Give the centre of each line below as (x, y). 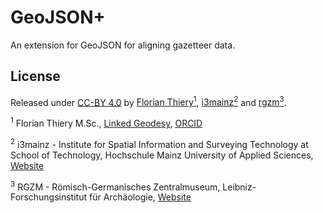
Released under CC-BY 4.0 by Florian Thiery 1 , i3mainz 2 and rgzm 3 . (148, 101)
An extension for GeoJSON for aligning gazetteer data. (123, 45)
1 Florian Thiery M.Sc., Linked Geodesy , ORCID (106, 123)
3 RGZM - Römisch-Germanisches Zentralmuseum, (115, 186)
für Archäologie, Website (140, 197)
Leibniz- (239, 187)
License (35, 76)
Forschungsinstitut (49, 197)
